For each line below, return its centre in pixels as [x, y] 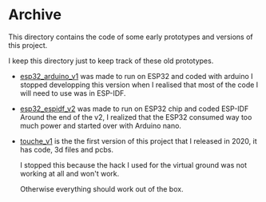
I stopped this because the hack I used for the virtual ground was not [133, 164]
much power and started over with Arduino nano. [101, 125]
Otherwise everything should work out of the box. [101, 188]
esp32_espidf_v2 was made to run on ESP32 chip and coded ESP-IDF [134, 109]
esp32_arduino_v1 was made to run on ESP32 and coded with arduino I [136, 76]
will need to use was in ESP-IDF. [73, 93]
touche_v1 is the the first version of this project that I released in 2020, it [138, 141]
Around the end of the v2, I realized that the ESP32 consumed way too [136, 117]
